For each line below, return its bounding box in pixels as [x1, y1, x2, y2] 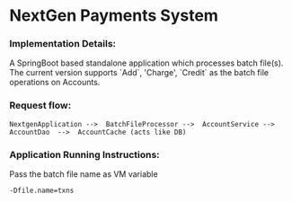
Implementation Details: [9, 38, 117, 50]
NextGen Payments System [9, 5, 218, 26]
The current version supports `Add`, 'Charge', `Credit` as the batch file [9, 67, 270, 78]
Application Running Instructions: [9, 148, 160, 161]
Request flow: [9, 100, 72, 112]
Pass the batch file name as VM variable [9, 169, 159, 180]
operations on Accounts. [9, 77, 101, 88]
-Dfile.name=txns [9, 186, 75, 196]
